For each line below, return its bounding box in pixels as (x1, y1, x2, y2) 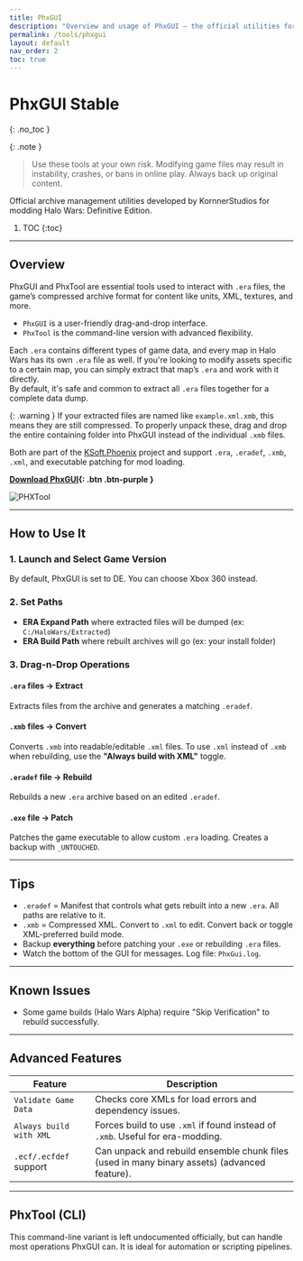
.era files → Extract (9, 680, 84, 691)
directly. (9, 373, 40, 384)
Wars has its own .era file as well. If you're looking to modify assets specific (9, 354, 293, 365)
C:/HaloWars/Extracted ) (22, 626, 111, 637)
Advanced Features (9, 1051, 123, 1066)
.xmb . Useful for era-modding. (94, 1129, 223, 1142)
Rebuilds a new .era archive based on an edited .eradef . (9, 791, 221, 803)
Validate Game (14, 1095, 75, 1105)
